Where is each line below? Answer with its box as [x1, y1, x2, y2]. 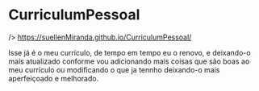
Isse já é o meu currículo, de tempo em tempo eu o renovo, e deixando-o [8, 48, 252, 57]
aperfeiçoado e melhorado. [8, 73, 99, 83]
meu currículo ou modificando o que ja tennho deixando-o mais [8, 64, 220, 74]
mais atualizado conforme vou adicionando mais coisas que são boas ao [8, 56, 250, 66]
